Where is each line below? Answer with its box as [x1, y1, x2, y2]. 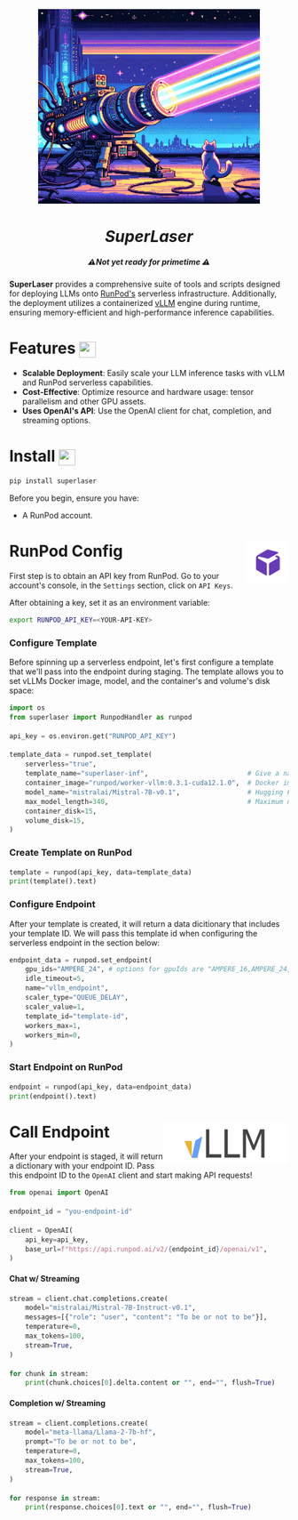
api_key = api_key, [25, 1235, 90, 1244]
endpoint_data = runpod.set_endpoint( [9, 955, 153, 964]
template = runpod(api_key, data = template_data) [9, 867, 192, 877]
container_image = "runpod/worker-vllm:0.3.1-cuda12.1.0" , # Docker [25, 778, 279, 788]
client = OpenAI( [9, 1226, 74, 1234]
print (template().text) [9, 877, 98, 886]
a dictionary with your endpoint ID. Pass [9, 1161, 155, 1171]
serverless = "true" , [25, 760, 98, 768]
